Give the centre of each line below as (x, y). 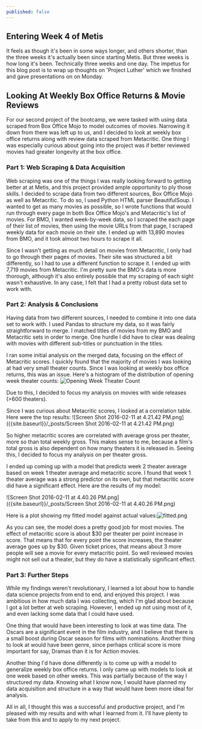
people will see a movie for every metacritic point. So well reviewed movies (99, 553)
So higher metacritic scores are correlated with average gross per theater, (98, 435)
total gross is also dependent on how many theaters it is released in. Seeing (100, 448)
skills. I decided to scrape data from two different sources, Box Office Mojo (99, 194)
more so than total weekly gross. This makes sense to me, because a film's (99, 442)
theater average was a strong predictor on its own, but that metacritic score (100, 479)
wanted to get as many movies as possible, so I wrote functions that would (99, 206)
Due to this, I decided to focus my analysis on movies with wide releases (96, 392)
